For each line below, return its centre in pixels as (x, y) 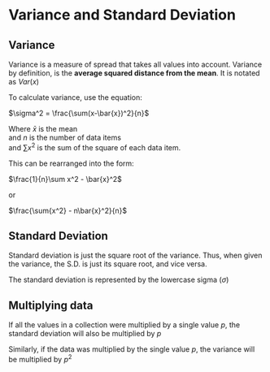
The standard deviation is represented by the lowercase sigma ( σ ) (119, 280)
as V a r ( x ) (24, 82)
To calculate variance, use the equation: (75, 97)
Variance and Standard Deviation (122, 15)
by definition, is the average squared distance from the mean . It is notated (134, 73)
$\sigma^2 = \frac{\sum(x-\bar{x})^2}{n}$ (79, 113)
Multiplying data (51, 305)
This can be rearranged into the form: (71, 163)
